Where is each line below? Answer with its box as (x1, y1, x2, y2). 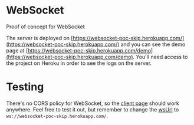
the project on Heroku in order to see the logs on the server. (6, 60, 152, 67)
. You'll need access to (133, 53, 188, 60)
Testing (6, 80, 44, 94)
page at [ (6, 47, 28, 54)
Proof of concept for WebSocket (6, 23, 85, 30)
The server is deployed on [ (6, 34, 73, 41)
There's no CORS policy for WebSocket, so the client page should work (6, 100, 180, 107)
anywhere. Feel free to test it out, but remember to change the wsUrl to (6, 106, 179, 113)
